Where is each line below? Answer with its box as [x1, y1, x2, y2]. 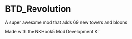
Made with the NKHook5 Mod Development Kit [5, 28, 100, 34]
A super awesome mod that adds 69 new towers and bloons [5, 19, 127, 25]
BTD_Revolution [5, 3, 71, 14]
